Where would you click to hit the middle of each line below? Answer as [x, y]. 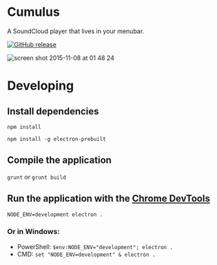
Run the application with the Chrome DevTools [108, 198]
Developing [41, 86]
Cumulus [33, 12]
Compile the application [60, 160]
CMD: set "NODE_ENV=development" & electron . [86, 254]
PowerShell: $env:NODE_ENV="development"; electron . [95, 246]
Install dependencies [53, 111]
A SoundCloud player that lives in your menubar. [76, 31]
